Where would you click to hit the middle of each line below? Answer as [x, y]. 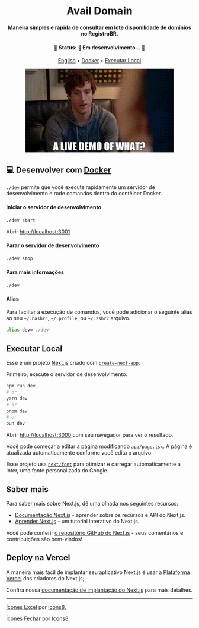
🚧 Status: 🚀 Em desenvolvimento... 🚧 [99, 47]
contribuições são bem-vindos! [44, 539]
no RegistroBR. [99, 33]
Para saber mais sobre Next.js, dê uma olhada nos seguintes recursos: [92, 504]
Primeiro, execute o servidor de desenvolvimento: [67, 374]
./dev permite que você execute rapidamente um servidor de [81, 187]
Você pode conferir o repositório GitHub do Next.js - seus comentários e [95, 533]
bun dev [16, 424]
